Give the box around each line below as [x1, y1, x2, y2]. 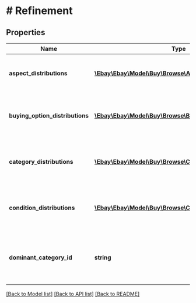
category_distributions [9, 158, 73, 166]
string [94, 253, 112, 261]
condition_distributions [9, 204, 75, 212]
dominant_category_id [9, 253, 72, 261]
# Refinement [6, 4, 73, 18]
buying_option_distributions [9, 112, 89, 119]
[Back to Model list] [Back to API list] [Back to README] [6, 291, 140, 297]
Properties [6, 27, 45, 37]
